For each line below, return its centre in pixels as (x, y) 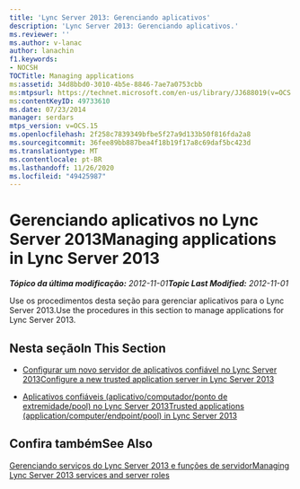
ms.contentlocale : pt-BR (56, 159)
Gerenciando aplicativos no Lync (134, 220)
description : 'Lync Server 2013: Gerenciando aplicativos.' (124, 26)
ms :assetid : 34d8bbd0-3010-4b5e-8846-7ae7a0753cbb (106, 84)
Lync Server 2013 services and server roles (90, 475)
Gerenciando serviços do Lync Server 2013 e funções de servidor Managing (150, 465)
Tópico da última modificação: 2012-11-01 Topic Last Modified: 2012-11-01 (149, 284)
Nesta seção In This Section (88, 348)
